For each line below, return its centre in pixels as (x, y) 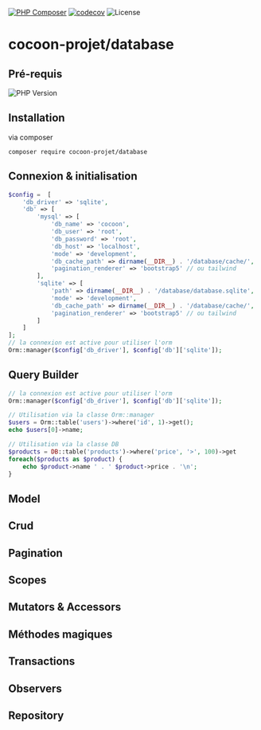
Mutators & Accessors (65, 607)
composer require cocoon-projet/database (78, 151)
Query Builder (44, 375)
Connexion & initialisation (73, 177)
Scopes (27, 580)
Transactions (42, 661)
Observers (35, 688)
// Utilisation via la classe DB (64, 445)
